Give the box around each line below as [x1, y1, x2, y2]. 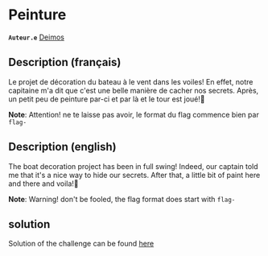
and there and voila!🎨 [8, 179, 79, 188]
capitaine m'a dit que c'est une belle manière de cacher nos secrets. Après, [8, 85, 259, 95]
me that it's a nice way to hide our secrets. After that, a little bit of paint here [8, 170, 261, 180]
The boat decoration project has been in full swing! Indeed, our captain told [8, 161, 259, 171]
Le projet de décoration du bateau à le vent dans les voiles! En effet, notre [8, 76, 254, 86]
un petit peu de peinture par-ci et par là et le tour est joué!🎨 [8, 94, 205, 104]
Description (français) [8, 56, 122, 69]
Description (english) [8, 140, 117, 154]
